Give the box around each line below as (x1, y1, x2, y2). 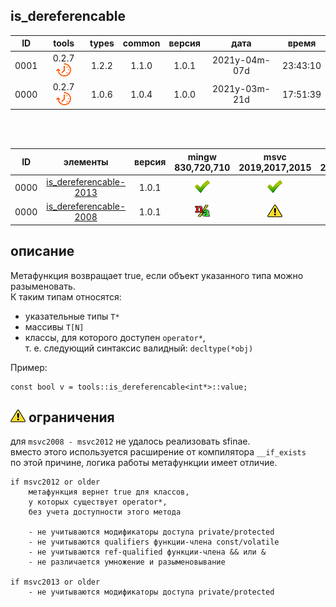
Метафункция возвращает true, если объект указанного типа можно (10, 269, 304, 281)
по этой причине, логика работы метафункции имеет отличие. (10, 457, 278, 469)
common (122, 37, 161, 49)
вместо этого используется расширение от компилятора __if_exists (10, 446, 307, 458)
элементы (63, 156, 109, 168)
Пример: (10, 361, 48, 373)
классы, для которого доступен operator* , (24, 331, 206, 343)
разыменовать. (10, 280, 76, 292)
